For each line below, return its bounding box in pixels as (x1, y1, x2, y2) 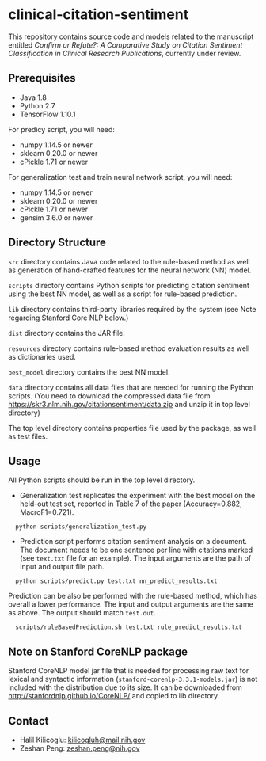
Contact (8, 714, 49, 728)
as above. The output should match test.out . (8, 608, 156, 618)
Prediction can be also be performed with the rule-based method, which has (8, 592, 257, 601)
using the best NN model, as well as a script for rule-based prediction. (8, 289, 237, 299)
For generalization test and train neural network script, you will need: (8, 172, 233, 181)
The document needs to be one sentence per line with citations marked (19, 545, 253, 555)
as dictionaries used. (8, 352, 77, 361)
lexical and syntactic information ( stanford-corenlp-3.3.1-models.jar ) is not (8, 675, 258, 684)
